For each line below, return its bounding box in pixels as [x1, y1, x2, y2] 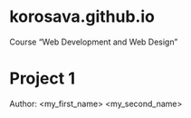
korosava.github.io [9, 6, 156, 27]
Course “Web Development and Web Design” [9, 36, 178, 47]
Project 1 [9, 68, 75, 89]
